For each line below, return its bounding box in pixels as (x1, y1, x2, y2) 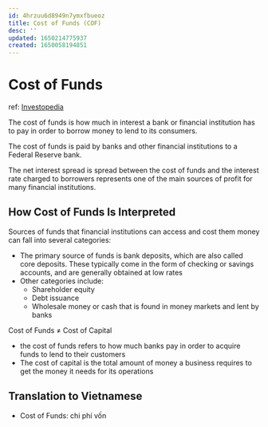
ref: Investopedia (8, 102, 64, 112)
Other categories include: (19, 276, 104, 286)
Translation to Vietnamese (8, 389, 143, 403)
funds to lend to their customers (19, 349, 126, 359)
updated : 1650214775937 (8, 34, 88, 42)
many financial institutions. (8, 183, 97, 192)
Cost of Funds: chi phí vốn (19, 410, 107, 420)
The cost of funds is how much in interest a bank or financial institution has (8, 117, 255, 128)
